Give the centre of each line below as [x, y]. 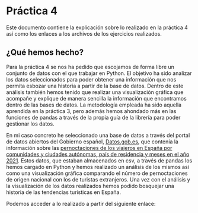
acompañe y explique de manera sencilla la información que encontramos [96, 98]
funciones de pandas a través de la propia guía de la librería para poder [93, 117]
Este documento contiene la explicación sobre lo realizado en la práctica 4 [97, 27]
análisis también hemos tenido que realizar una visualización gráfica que [95, 92]
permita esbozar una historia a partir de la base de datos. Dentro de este [95, 86]
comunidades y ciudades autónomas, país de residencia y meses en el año [98, 154]
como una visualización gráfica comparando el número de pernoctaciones [97, 173]
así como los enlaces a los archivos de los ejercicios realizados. [84, 33]
